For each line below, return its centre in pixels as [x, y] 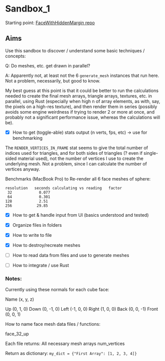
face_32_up [17, 334]
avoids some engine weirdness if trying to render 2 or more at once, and [80, 112]
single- [151, 153]
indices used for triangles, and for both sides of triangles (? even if [74, 153]
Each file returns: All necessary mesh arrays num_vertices [65, 344]
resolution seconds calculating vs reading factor [64, 188]
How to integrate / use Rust [41, 265]
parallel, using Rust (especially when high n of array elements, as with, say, [83, 101]
